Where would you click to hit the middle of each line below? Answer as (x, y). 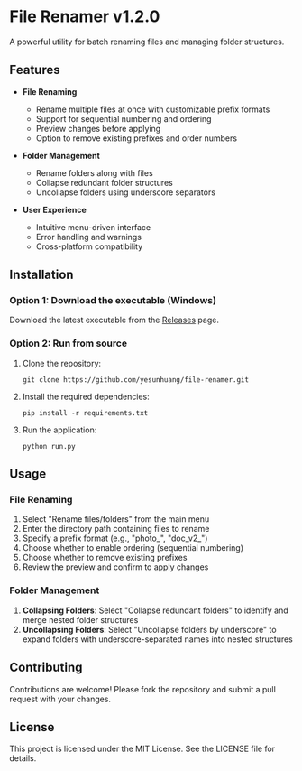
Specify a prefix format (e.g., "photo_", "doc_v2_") (115, 538)
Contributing (46, 668)
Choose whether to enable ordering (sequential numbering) (133, 548)
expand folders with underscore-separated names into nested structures (157, 639)
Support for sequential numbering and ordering (124, 118)
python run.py (49, 446)
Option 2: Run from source (69, 343)
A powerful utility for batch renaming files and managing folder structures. (147, 42)
